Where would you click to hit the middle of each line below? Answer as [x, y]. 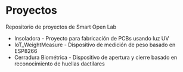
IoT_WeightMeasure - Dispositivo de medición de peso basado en [95, 45]
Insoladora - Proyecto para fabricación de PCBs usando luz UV [91, 38]
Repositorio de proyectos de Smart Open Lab [61, 27]
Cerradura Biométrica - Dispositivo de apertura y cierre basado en [96, 57]
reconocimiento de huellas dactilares [59, 64]
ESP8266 [26, 51]
